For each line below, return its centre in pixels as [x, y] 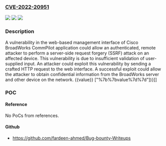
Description [20, 31]
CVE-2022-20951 [27, 7]
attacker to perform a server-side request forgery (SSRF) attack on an [77, 53]
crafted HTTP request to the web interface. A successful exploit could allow [83, 69]
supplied [14, 63]
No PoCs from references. [32, 115]
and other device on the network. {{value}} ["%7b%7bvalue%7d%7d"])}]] [81, 79]
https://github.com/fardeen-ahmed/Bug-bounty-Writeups [71, 138]
